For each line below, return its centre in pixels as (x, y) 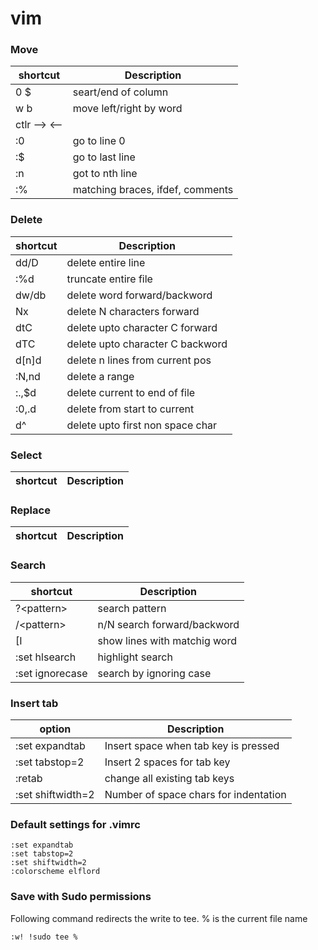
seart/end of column (120, 92)
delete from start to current (130, 409)
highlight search (135, 657)
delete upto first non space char (142, 425)
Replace (30, 510)
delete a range (100, 376)
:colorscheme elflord (55, 872)
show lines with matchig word (167, 640)
